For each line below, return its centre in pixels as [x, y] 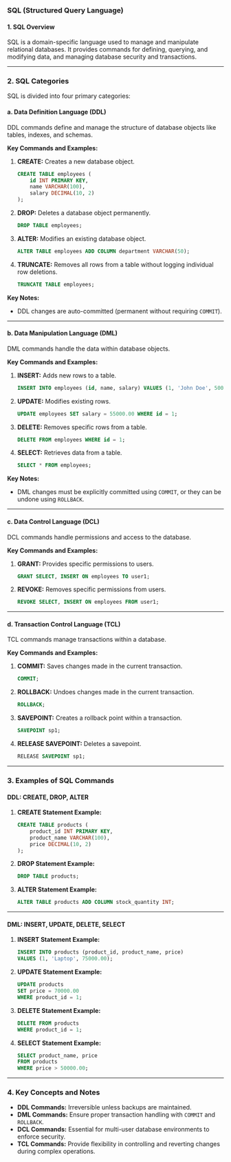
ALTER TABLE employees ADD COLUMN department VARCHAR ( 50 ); [103, 251]
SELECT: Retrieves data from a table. [69, 453]
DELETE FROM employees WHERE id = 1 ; [71, 440]
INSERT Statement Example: [58, 940]
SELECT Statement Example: [59, 1043]
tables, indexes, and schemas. [50, 135]
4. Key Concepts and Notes [54, 1092]
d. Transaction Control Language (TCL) [64, 624]
